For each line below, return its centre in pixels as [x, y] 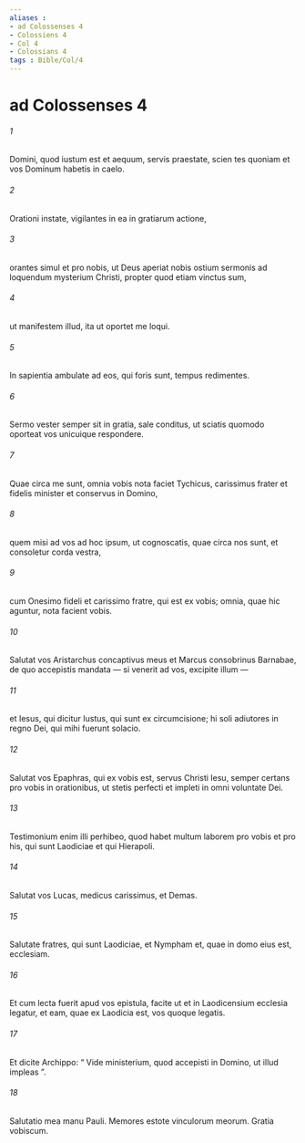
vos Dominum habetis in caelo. [67, 169]
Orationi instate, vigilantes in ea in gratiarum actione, [108, 218]
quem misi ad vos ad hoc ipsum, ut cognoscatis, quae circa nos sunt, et [144, 542]
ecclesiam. [30, 954]
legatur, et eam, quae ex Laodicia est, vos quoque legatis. [117, 1013]
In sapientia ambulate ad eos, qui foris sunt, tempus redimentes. [130, 376]
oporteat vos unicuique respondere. [76, 434]
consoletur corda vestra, [56, 552]
